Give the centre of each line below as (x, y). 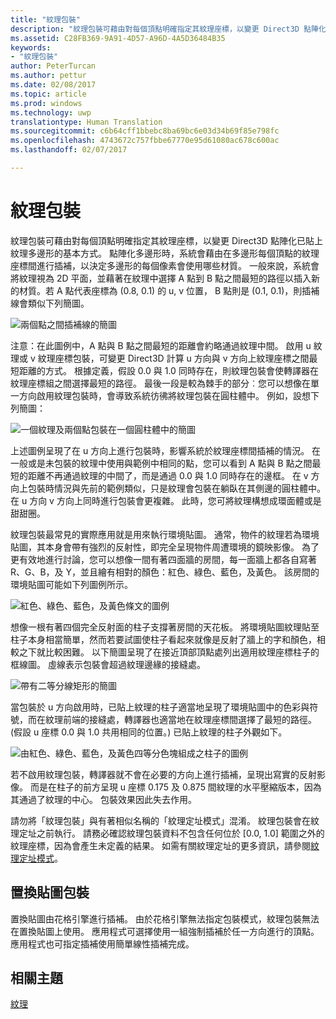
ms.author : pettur (48, 76)
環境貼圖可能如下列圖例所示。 (71, 584)
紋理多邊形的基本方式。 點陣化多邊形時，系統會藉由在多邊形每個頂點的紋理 (165, 253)
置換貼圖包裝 (50, 892)
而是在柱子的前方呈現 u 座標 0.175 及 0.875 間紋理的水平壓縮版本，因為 (175, 787)
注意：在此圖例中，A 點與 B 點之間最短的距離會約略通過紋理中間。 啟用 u (161, 345)
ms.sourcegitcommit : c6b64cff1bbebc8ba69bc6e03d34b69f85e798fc (145, 131)
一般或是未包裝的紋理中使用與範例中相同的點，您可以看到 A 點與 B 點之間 (161, 463)
